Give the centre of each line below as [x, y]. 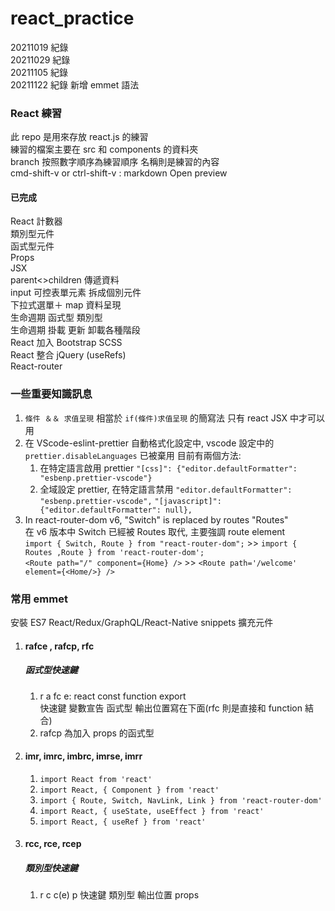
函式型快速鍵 [51, 670]
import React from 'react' [96, 779]
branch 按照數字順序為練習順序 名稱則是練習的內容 [115, 162]
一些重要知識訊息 [51, 394]
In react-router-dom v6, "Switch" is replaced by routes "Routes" [156, 519]
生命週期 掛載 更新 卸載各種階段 [75, 330]
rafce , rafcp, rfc [59, 646]
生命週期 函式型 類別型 [56, 318]
